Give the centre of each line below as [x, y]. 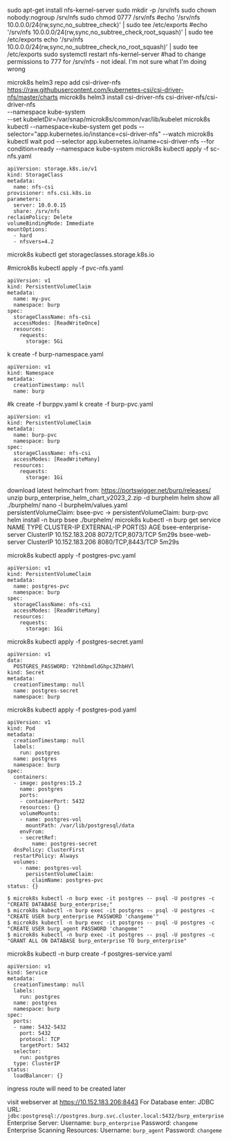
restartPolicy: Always [46, 856]
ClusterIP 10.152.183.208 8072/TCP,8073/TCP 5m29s [103, 534]
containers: [31, 777]
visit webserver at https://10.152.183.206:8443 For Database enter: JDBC [111, 1102]
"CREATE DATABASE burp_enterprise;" [60, 904]
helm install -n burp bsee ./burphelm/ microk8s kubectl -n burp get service [114, 520]
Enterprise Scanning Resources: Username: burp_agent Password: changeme [115, 1130]
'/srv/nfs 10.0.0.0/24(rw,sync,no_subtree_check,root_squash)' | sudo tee [110, 32]
